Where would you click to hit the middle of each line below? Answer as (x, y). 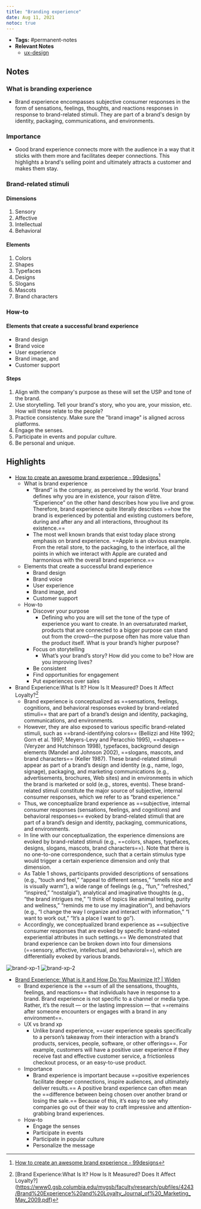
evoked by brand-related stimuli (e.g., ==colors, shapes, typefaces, (107, 842)
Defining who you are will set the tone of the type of (106, 617)
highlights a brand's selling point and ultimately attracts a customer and (103, 162)
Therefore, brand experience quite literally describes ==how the (112, 509)
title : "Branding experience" (44, 12)
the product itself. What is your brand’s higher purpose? (110, 643)
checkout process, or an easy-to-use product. (89, 1063)
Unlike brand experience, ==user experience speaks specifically (112, 1031)
